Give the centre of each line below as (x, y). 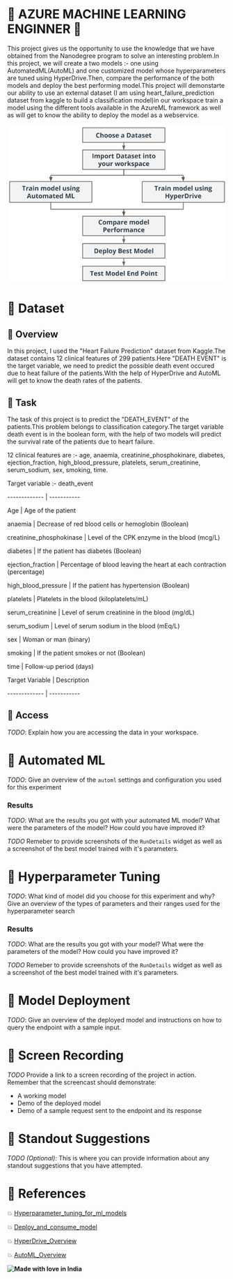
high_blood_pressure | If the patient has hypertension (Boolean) (98, 586)
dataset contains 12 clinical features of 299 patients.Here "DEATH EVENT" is (117, 358)
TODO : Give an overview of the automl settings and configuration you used (114, 780)
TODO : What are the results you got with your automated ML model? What (114, 820)
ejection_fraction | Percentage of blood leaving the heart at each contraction (117, 565)
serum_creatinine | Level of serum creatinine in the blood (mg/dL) (101, 612)
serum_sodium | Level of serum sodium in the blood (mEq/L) (94, 626)
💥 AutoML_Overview (37, 1255)
